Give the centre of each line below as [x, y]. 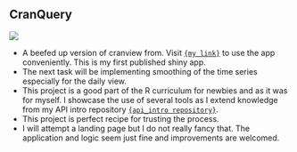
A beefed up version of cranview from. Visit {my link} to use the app [148, 52]
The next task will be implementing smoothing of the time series [140, 71]
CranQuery [41, 15]
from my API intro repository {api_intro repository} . [120, 109]
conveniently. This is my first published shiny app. [114, 62]
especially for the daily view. [74, 81]
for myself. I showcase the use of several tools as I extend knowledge [150, 100]
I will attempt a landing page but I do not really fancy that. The [136, 128]
